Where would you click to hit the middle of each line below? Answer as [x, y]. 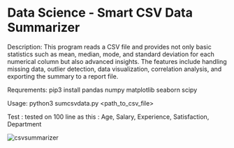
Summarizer [44, 27]
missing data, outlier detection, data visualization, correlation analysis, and [115, 69]
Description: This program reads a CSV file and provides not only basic [109, 47]
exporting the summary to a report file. [63, 76]
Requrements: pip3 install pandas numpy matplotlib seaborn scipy [102, 90]
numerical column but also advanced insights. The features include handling [117, 61]
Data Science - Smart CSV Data [100, 13]
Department [24, 124]
